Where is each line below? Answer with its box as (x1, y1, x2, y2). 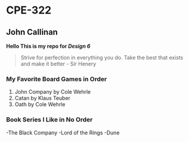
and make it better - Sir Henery (20, 60, 96, 67)
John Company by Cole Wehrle (14, 88, 91, 95)
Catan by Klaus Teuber (14, 95, 71, 102)
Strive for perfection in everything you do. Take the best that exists (20, 54, 184, 61)
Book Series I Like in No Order (6, 115, 93, 124)
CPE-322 (6, 4, 52, 17)
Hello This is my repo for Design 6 (6, 42, 90, 49)
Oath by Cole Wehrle (14, 101, 66, 108)
